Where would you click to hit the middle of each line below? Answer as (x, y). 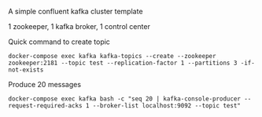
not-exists (26, 70)
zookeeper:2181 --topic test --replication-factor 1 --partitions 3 (123, 63)
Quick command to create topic (59, 42)
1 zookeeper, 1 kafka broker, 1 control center (79, 26)
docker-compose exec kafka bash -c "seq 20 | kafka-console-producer (125, 99)
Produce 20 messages (44, 84)
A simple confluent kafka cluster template (76, 11)
